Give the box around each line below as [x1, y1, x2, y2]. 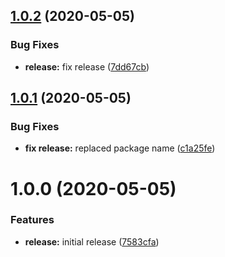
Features [10, 213, 55, 227]
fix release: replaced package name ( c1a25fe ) [24, 142, 216, 154]
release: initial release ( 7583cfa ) [24, 235, 160, 248]
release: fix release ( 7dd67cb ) [24, 60, 150, 73]
